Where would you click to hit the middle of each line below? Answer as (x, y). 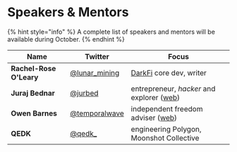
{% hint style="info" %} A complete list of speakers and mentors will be (111, 32)
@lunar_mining (95, 72)
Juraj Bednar (33, 93)
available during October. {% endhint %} (66, 39)
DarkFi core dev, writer (169, 72)
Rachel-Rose (34, 68)
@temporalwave (97, 113)
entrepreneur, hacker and (173, 89)
